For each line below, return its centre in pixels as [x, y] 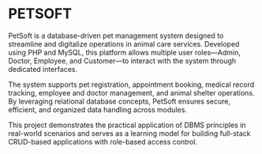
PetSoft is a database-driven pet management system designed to [116, 36]
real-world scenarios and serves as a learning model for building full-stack [129, 133]
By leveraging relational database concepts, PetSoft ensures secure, [120, 101]
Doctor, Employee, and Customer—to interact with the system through [122, 61]
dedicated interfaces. [43, 69]
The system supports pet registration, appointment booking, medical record [131, 85]
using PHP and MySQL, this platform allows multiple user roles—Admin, [124, 52]
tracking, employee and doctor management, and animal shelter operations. [131, 92]
